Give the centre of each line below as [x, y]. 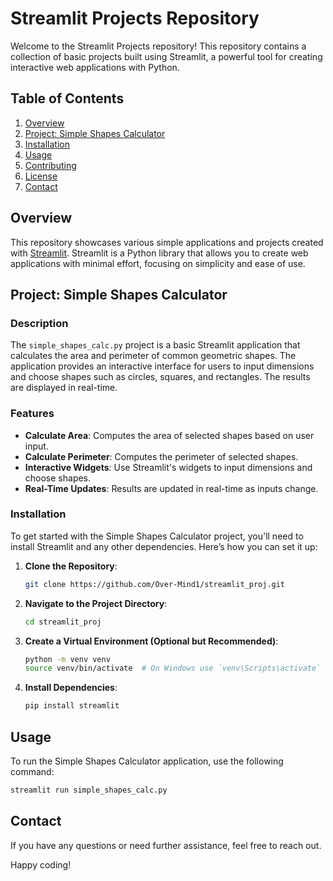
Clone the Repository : [71, 566]
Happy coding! [41, 864]
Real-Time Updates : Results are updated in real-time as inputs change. [171, 488]
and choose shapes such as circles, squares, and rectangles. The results [160, 377]
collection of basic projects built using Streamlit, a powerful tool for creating [166, 56]
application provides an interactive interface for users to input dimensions [162, 366]
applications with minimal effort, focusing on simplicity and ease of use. [158, 263]
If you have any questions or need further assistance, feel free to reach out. [166, 845]
